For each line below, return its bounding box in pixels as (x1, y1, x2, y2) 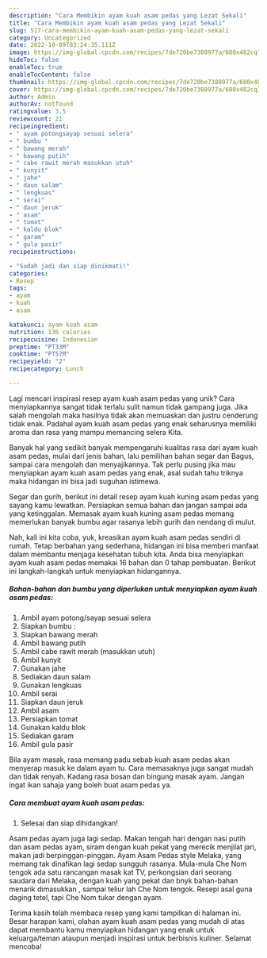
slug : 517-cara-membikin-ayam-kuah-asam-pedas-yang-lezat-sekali (9, 26, 229, 34)
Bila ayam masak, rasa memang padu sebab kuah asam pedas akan (9, 755, 231, 764)
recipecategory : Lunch (9, 365, 84, 373)
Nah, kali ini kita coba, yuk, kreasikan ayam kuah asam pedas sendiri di (9, 533, 241, 542)
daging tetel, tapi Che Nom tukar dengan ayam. (9, 892, 163, 902)
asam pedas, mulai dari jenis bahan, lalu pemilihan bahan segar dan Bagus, (9, 451, 254, 460)
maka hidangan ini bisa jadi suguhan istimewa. (9, 476, 161, 486)
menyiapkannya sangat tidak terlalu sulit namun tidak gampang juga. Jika (9, 402, 249, 411)
